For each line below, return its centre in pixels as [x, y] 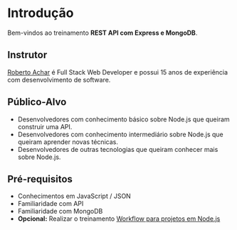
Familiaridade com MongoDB [60, 212]
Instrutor [27, 55]
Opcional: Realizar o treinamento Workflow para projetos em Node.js [119, 219]
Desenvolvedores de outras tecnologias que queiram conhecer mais [118, 149]
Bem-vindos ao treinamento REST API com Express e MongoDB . [102, 33]
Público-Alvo [37, 102]
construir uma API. [45, 126]
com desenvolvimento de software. [59, 80]
